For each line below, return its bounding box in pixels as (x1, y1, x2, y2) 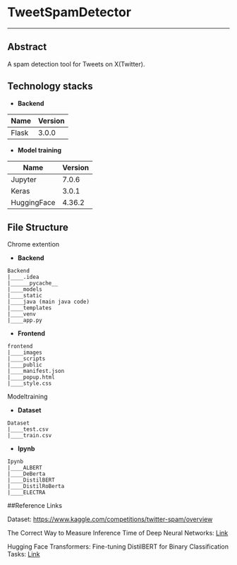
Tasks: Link (7, 550, 40, 559)
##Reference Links (7, 501, 62, 510)
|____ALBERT (7, 464, 42, 472)
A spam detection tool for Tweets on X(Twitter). (7, 59, 145, 68)
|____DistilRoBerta (7, 483, 65, 490)
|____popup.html (7, 374, 55, 381)
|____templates (7, 304, 52, 311)
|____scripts (7, 355, 46, 362)
